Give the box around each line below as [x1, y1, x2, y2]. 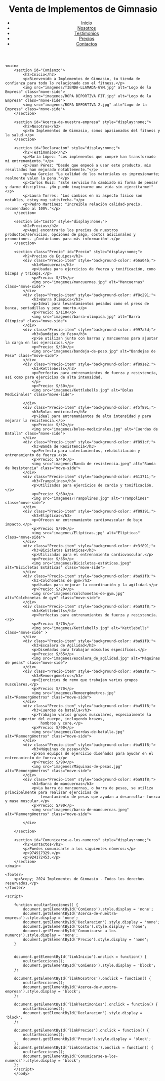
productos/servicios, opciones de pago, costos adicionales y [5, 232, 136, 237]
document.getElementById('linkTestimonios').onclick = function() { [14, 1002, 158, 1007]
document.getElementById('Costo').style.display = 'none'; [23, 924, 147, 929]
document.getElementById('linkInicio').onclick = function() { [14, 954, 147, 959]
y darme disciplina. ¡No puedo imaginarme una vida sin [5, 184, 123, 189]
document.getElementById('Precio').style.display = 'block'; [23, 1037, 152, 1041]
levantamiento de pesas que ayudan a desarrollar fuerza [40, 794, 161, 799]
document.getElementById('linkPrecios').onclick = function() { [14, 1028, 149, 1033]
